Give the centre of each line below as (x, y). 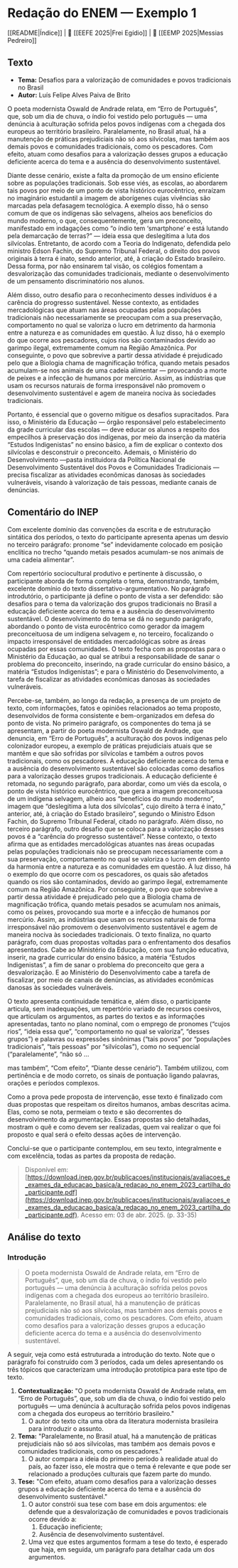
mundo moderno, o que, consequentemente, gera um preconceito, (105, 220)
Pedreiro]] (22, 40)
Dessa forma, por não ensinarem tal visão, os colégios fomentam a (105, 266)
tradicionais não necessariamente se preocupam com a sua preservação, (115, 317)
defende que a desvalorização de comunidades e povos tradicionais (128, 1512)
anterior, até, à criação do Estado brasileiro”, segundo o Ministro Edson (111, 813)
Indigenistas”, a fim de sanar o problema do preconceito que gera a (106, 965)
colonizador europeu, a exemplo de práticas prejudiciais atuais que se (110, 746)
